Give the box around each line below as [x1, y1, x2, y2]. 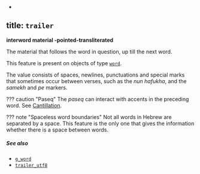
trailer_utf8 [14, 162, 48, 168]
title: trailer [6, 20, 54, 30]
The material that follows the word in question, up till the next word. [6, 48, 172, 55]
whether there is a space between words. [6, 126, 109, 133]
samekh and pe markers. [6, 84, 68, 91]
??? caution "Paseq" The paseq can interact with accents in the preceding [6, 95, 189, 102]
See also [6, 140, 29, 147]
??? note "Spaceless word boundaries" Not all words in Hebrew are [6, 113, 172, 120]
